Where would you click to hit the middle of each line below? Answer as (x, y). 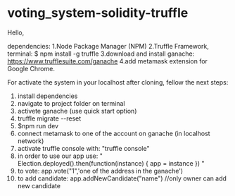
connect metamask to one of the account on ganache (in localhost (114, 133)
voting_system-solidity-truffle (98, 13)
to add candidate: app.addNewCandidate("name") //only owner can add (122, 178)
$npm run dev (38, 125)
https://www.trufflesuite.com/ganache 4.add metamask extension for (107, 61)
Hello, (16, 32)
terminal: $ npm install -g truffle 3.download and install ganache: (101, 54)
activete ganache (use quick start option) (77, 111)
